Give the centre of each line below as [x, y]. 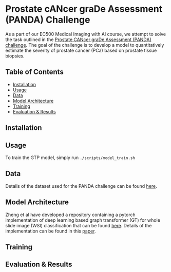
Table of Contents [35, 72]
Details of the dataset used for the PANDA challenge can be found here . [81, 186]
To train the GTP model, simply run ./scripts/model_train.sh [70, 158]
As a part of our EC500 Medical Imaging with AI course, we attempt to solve [86, 34]
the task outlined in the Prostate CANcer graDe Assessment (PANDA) [78, 40]
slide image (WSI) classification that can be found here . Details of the [79, 225]
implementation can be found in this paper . [51, 231]
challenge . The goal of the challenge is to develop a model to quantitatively [85, 45]
